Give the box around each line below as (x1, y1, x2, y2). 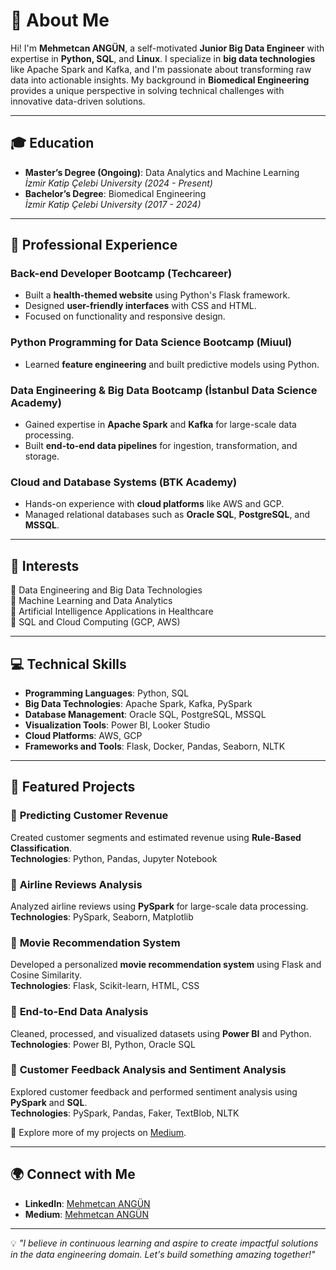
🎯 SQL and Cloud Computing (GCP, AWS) (10, 616, 181, 628)
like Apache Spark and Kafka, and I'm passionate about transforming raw (10, 63, 312, 75)
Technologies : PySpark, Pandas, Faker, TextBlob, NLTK (10, 1107, 240, 1119)
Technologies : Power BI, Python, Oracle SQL (10, 1038, 196, 1050)
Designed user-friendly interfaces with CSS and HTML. (24, 300, 257, 312)
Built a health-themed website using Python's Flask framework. (24, 289, 291, 301)
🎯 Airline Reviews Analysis (10, 877, 143, 891)
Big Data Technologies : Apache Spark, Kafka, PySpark (24, 697, 253, 709)
